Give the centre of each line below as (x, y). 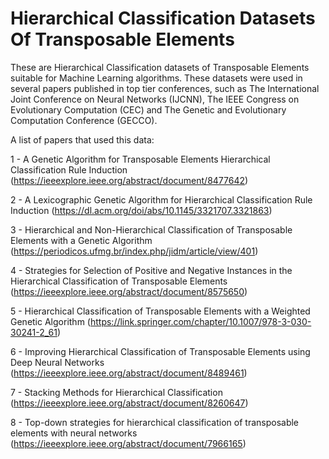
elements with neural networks (74, 433)
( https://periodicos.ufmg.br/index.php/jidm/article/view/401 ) (134, 251)
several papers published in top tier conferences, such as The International (165, 88)
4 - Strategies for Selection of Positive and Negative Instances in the (151, 270)
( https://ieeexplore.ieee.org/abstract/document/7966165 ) (128, 443)
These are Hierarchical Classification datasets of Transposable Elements (160, 67)
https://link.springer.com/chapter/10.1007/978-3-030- (200, 321)
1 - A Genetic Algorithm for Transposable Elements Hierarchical (140, 159)
